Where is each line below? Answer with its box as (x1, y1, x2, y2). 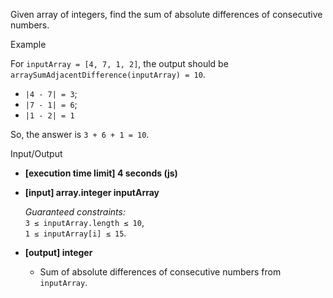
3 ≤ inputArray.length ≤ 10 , (24, 217, 145, 228)
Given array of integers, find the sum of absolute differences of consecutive (10, 9, 323, 20)
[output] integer (24, 247, 93, 258)
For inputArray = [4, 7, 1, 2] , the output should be (10, 58, 229, 69)
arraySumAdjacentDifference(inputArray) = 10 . (10, 69, 206, 80)
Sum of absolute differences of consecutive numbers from (39, 266, 282, 278)
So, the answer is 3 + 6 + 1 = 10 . (10, 129, 150, 140)
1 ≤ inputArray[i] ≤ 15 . (24, 227, 127, 239)
